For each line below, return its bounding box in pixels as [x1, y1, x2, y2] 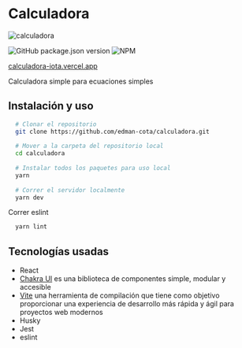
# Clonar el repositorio [15, 120, 97, 128]
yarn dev [15, 194, 44, 202]
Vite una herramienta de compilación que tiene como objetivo [19, 291, 220, 300]
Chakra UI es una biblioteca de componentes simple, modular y [19, 274, 226, 283]
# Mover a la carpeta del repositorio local [15, 143, 164, 150]
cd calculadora [15, 150, 65, 157]
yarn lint [15, 223, 47, 231]
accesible [19, 283, 51, 292]
